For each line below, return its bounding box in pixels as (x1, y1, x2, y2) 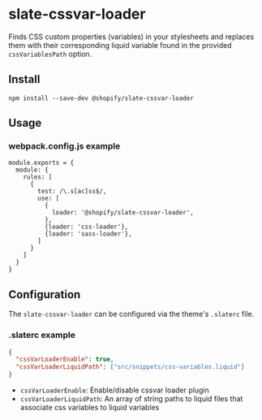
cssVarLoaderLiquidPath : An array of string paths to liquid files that (19, 394, 243, 404)
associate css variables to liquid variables (19, 403, 160, 413)
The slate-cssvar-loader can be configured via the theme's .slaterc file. (8, 310, 255, 319)
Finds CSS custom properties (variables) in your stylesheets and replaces (8, 32, 255, 41)
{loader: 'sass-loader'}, (44, 230, 132, 238)
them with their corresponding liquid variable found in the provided (8, 40, 232, 50)
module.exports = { (8, 159, 75, 167)
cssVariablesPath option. (8, 49, 92, 58)
